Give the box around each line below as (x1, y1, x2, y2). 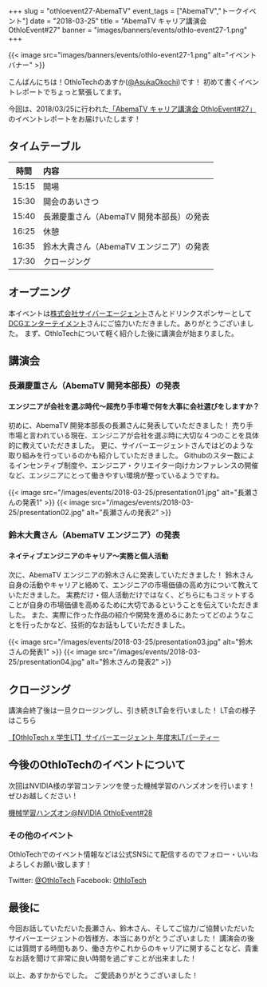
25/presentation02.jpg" (8, 508, 85, 517)
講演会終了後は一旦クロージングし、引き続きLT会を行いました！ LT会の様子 (8, 705, 257, 715)
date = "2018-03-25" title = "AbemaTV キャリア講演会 (29, 16, 207, 26)
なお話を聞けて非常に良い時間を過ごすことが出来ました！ (8, 953, 198, 963)
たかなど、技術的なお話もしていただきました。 (35, 620, 190, 629)
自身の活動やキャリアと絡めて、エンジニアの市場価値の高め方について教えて (8, 580, 259, 589)
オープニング (8, 286, 71, 299)
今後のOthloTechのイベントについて (8, 758, 186, 772)
